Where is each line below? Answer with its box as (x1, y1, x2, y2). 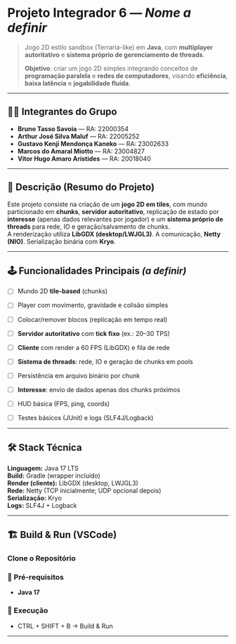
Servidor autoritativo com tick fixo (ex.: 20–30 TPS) (17, 329, 171, 337)
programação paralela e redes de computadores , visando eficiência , (24, 72, 228, 80)
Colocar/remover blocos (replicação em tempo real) (17, 315, 168, 323)
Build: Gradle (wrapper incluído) (7, 471, 100, 480)
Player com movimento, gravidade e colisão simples (17, 301, 169, 309)
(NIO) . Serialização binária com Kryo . (7, 237, 116, 246)
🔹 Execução (7, 605, 48, 615)
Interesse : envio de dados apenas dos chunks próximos (17, 385, 181, 394)
